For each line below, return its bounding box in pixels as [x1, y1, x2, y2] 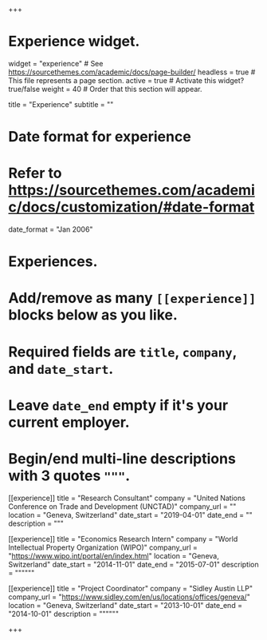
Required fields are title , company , [8, 343, 238, 360]
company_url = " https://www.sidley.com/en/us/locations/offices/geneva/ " [8, 592, 251, 602]
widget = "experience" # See [8, 58, 104, 68]
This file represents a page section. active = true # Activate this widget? [8, 75, 245, 85]
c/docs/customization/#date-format [8, 198, 255, 217]
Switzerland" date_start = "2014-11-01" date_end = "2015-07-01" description [8, 559, 259, 569]
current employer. [8, 413, 130, 431]
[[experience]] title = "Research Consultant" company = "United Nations [8, 493, 245, 503]
